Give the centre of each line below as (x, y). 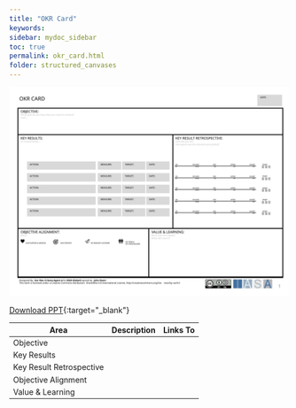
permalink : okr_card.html (57, 56)
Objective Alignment (50, 380)
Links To (179, 330)
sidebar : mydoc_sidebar (53, 37)
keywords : (27, 28)
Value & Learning (44, 392)
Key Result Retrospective (58, 367)
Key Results (34, 355)
